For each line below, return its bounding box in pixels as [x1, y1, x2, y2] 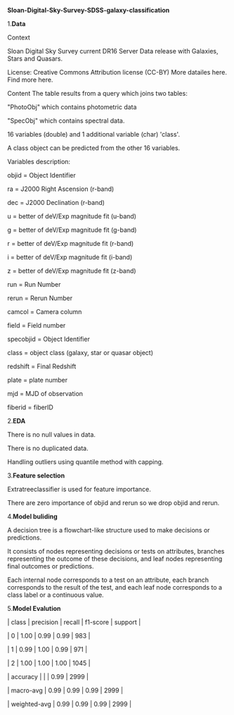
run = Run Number [7, 280, 61, 288]
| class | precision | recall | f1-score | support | [7, 618, 141, 626]
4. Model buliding [7, 512, 58, 521]
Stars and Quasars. [7, 54, 63, 63]
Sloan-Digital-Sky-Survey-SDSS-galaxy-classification [7, 6, 170, 14]
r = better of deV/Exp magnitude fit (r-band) [7, 240, 134, 247]
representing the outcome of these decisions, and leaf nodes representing [7, 554, 223, 563]
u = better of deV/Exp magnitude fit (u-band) [7, 212, 137, 220]
